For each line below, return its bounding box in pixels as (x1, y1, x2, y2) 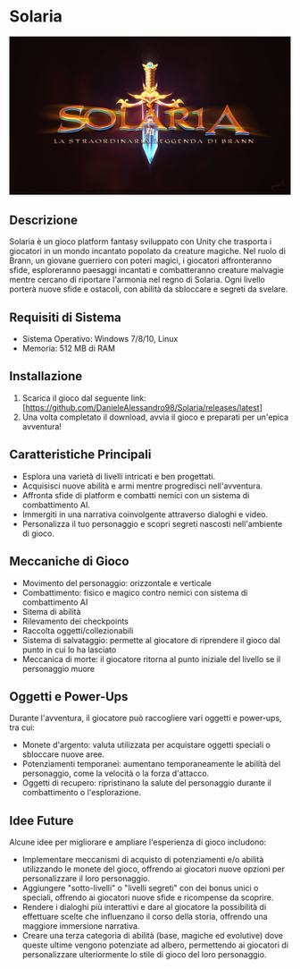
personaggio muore (21, 663, 96, 674)
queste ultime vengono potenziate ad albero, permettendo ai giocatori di (21, 939, 288, 950)
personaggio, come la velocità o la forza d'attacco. (21, 768, 210, 779)
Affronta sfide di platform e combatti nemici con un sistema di (21, 489, 250, 500)
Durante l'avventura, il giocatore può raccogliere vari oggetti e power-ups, (9, 713, 283, 724)
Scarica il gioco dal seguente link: (21, 392, 146, 404)
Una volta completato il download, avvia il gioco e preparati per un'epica (21, 412, 288, 422)
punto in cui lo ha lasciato (21, 644, 117, 655)
